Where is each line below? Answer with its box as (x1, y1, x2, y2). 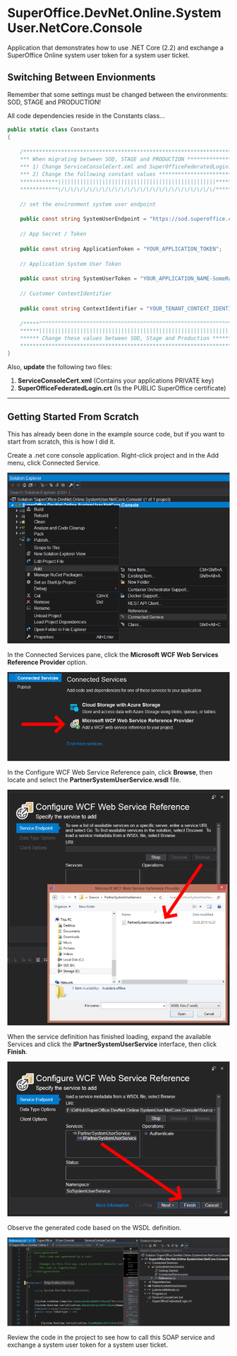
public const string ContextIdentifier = (20, 305, 143, 312)
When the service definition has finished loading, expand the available (7, 1033, 212, 1041)
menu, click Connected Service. (7, 458, 100, 467)
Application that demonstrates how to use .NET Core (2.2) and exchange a (7, 43, 224, 52)
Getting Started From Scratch (7, 411, 139, 423)
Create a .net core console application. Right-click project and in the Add (7, 451, 219, 459)
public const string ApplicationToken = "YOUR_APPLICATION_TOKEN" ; (20, 245, 222, 253)
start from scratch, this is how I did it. (7, 437, 116, 446)
